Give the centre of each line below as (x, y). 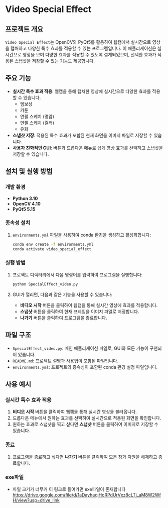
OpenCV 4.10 (27, 204)
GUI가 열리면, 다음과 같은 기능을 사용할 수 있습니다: (62, 294)
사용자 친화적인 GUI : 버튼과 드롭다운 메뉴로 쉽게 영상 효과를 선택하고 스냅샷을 (88, 148)
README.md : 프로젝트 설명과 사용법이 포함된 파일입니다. (65, 361)
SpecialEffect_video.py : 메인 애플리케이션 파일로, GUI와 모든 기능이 (80, 348)
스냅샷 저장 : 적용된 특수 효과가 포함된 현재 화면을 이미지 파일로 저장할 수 (82, 135)
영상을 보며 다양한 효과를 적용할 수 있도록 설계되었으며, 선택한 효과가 (89, 55)
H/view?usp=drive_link (36, 500)
